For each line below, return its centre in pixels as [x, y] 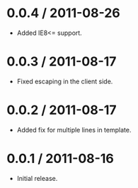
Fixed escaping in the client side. [65, 81]
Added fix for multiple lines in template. [74, 130]
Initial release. [37, 178]
